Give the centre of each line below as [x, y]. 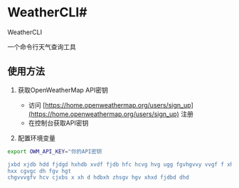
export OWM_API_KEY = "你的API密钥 [55, 151]
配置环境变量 [36, 138]
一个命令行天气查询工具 [42, 46]
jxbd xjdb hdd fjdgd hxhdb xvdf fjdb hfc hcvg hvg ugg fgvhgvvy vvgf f [116, 164]
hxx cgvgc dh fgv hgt [39, 171]
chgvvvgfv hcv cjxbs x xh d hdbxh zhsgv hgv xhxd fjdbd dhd [99, 178]
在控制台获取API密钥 [58, 122]
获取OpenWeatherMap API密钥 [63, 90]
